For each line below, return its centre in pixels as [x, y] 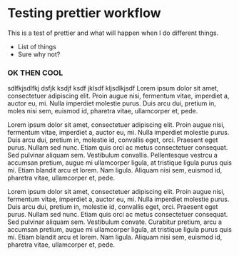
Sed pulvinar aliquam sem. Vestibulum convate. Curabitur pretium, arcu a [115, 222]
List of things [37, 46]
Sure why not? [39, 54]
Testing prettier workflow [85, 13]
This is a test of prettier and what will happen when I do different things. [113, 33]
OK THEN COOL [35, 73]
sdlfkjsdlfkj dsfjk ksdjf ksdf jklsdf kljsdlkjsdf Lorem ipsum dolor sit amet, [113, 88]
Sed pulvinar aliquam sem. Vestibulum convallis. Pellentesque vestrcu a [112, 155]
